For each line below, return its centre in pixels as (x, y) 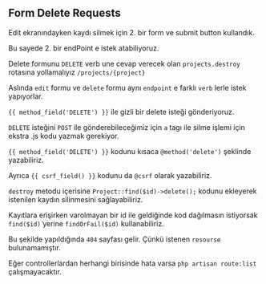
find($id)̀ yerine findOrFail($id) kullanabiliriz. (86, 223)
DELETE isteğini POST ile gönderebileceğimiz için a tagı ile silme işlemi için (127, 127)
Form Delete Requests (65, 13)
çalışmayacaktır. (35, 271)
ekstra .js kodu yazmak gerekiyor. (64, 136)
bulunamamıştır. (35, 247)
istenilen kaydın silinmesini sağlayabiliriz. (76, 199)
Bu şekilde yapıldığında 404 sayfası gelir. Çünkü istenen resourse (115, 239)
